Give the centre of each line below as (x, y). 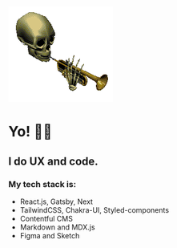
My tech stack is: (42, 184)
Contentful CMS (46, 218)
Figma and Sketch (50, 235)
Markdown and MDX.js (57, 227)
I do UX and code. (53, 161)
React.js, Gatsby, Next (56, 201)
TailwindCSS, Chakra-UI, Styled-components (95, 209)
